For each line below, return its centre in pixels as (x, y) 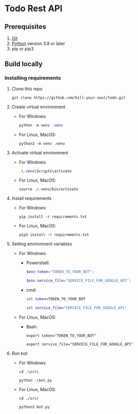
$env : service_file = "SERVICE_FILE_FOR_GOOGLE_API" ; (79, 281)
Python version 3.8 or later (38, 44)
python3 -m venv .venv (42, 143)
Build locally (24, 64)
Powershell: (38, 263)
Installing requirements (33, 78)
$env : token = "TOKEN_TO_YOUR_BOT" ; (60, 272)
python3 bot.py (34, 407)
